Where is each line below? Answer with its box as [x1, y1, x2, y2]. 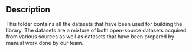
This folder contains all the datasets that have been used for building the [6, 20, 183, 27]
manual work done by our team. [6, 39, 84, 46]
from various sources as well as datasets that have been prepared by [6, 32, 174, 40]
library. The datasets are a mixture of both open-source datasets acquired [6, 27, 187, 34]
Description [6, 5, 50, 15]
